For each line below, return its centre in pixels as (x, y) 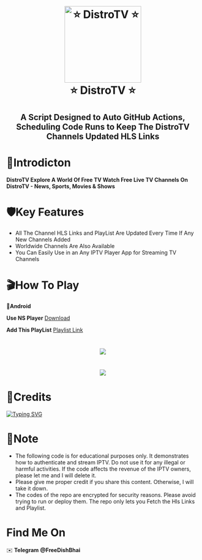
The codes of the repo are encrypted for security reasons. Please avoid (105, 494)
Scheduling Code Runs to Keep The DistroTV (103, 127)
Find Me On (36, 532)
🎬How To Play (43, 285)
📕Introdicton (39, 163)
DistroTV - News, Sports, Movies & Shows (61, 186)
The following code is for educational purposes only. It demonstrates (102, 456)
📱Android (19, 306)
